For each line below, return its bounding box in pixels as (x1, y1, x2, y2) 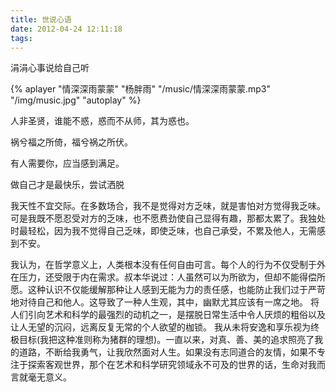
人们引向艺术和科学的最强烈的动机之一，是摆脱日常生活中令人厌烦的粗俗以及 (10, 309, 326, 321)
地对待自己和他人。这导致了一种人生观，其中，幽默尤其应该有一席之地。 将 (10, 296, 320, 308)
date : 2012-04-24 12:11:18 (10, 24, 123, 34)
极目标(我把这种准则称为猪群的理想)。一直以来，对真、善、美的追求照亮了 (10, 334, 315, 346)
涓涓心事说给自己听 (10, 62, 90, 74)
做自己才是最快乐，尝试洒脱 (10, 179, 125, 191)
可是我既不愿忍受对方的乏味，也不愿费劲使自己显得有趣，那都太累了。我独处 (10, 212, 326, 225)
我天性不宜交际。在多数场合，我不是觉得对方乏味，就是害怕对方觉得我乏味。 (10, 200, 326, 212)
